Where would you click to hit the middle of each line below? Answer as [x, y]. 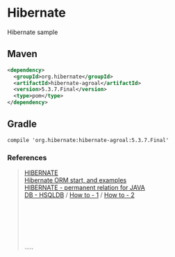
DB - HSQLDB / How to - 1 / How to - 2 [79, 195]
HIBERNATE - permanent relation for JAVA [85, 188]
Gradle [22, 124]
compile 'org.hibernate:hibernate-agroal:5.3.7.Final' [88, 140]
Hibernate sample [33, 32]
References [27, 157]
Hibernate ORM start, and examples [75, 180]
